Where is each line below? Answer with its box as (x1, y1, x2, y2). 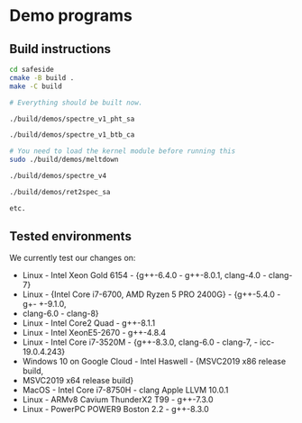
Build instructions (9, 41, 111, 57)
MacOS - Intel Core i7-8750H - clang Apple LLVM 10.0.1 (22, 384, 229, 396)
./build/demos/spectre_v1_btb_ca (9, 130, 135, 139)
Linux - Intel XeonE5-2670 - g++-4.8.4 (22, 328, 167, 338)
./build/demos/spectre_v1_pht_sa (9, 114, 135, 123)
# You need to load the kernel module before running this (9, 147, 236, 156)
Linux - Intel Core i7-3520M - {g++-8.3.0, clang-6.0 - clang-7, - (22, 337, 259, 347)
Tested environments (9, 229, 133, 244)
